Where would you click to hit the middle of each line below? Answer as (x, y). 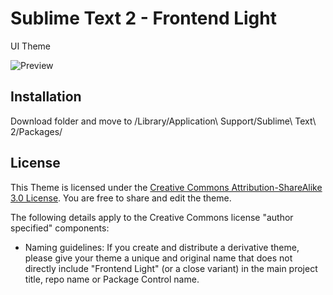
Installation (46, 97)
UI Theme (31, 46)
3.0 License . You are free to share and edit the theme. (121, 198)
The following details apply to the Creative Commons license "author (152, 217)
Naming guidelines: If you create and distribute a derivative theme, (162, 247)
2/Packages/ (36, 131)
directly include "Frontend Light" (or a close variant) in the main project (171, 268)
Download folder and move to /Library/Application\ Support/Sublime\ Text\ (163, 121)
